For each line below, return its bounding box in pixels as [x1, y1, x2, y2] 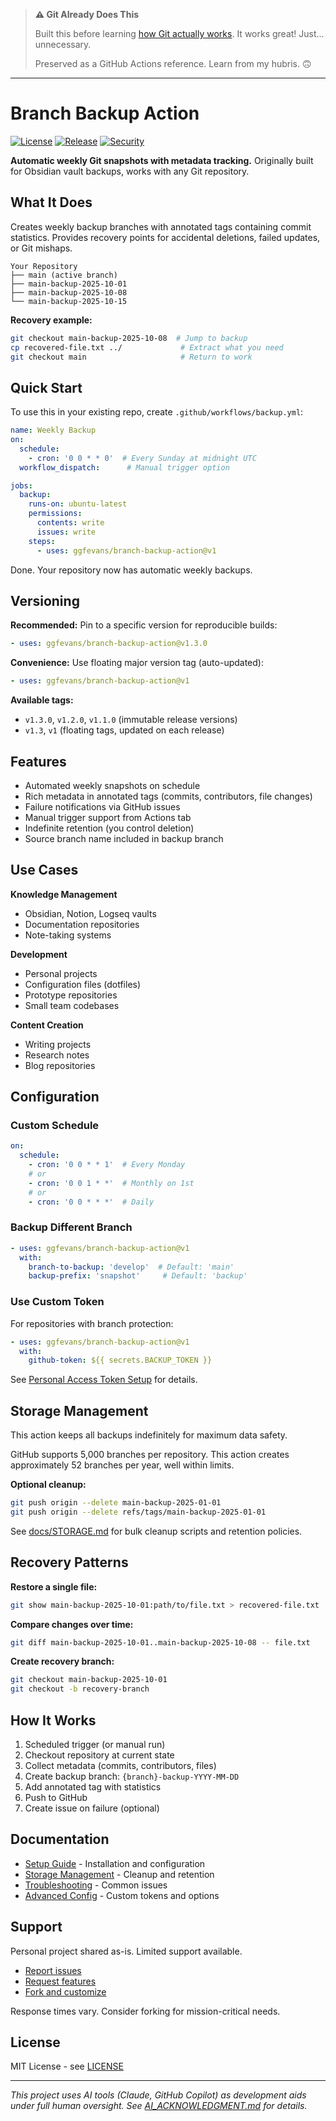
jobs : [10, 480, 33, 491]
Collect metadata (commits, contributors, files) [24, 1759, 217, 1771]
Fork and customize [24, 1985, 107, 1998]
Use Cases [10, 862, 79, 879]
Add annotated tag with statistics [24, 1780, 162, 1793]
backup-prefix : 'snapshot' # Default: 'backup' [28, 1271, 248, 1281]
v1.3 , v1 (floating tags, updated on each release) [24, 724, 225, 736]
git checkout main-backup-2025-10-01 [10, 1675, 168, 1685]
